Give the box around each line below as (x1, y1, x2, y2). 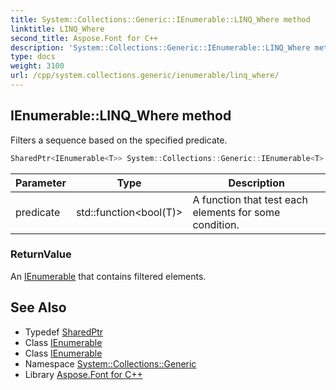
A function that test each (192, 192, 308, 206)
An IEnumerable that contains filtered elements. (10, 270, 207, 282)
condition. (192, 217, 240, 231)
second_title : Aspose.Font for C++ (10, 33, 159, 43)
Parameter (15, 176, 67, 190)
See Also (10, 299, 67, 316)
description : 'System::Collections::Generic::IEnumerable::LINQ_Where (10, 42, 311, 53)
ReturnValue (10, 247, 72, 261)
